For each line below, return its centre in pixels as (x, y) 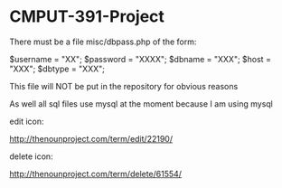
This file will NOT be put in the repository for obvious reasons (124, 86)
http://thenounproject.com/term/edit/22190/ (91, 138)
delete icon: (31, 156)
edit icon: (27, 121)
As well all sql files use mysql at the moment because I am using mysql (141, 103)
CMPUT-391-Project (87, 17)
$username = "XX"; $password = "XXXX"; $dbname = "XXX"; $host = (140, 59)
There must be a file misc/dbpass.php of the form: (103, 42)
